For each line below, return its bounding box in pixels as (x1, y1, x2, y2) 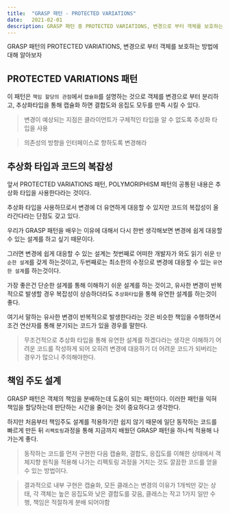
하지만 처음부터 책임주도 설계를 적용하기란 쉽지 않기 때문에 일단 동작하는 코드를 (7, 417, 218, 425)
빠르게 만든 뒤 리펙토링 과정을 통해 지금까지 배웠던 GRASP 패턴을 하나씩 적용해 (7, 426, 212, 434)
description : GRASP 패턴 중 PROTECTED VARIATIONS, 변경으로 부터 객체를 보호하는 (7, 23, 224, 29)
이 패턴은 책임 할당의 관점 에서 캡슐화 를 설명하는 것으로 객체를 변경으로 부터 (7, 92, 201, 101)
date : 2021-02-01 (7, 16, 63, 23)
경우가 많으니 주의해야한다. (23, 353, 96, 361)
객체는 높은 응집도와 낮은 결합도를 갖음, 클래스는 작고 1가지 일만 (40, 489, 209, 497)
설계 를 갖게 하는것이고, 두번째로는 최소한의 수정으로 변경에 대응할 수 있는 (19, 258, 212, 266)
